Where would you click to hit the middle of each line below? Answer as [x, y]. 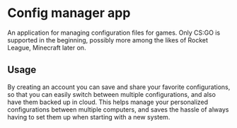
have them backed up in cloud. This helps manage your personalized [108, 102]
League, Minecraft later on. [47, 47]
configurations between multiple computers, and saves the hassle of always [118, 109]
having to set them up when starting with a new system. [89, 117]
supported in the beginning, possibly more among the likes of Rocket [108, 40]
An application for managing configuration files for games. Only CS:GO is [114, 33]
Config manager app [69, 13]
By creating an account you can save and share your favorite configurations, [119, 87]
